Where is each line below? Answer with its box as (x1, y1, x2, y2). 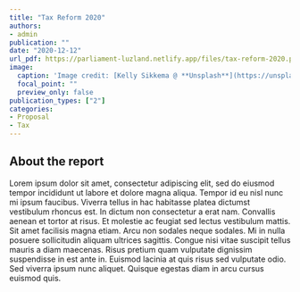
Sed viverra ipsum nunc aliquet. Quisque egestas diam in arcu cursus (9, 263, 265, 273)
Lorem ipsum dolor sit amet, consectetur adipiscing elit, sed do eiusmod (9, 178, 275, 188)
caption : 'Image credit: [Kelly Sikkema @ (17, 71, 178, 80)
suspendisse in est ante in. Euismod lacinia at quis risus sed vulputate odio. (9, 254, 287, 264)
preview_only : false (17, 88, 94, 96)
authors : (9, 21, 42, 30)
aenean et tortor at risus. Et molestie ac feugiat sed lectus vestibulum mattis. (9, 215, 291, 226)
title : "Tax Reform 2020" (9, 13, 105, 22)
